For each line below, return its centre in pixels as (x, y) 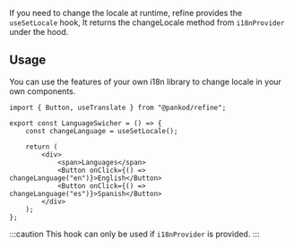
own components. (43, 91)
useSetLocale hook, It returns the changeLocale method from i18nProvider (147, 22)
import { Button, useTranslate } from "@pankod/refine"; (118, 107)
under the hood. (39, 32)
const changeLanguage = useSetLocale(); (102, 131)
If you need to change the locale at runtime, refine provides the (126, 13)
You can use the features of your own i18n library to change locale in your (146, 81)
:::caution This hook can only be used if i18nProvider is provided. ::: (134, 234)
